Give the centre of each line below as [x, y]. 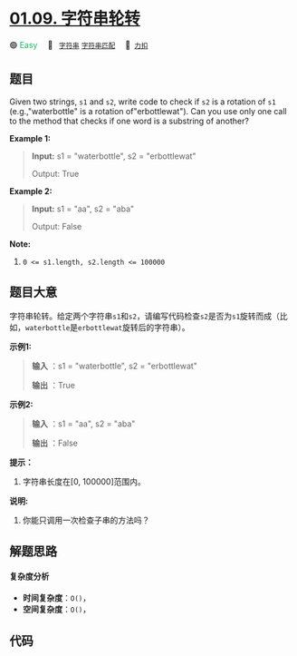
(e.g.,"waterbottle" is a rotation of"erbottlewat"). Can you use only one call [148, 111]
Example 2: [31, 191]
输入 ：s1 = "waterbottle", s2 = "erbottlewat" [114, 366]
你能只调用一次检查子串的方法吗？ [86, 520]
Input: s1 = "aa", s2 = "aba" [83, 209]
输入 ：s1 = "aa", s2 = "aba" [83, 424]
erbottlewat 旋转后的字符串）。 [134, 327]
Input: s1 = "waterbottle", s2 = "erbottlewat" [114, 156]
